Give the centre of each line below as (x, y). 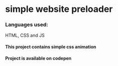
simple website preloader (59, 9)
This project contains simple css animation (51, 47)
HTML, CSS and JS (25, 35)
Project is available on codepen (38, 58)
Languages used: (27, 25)
